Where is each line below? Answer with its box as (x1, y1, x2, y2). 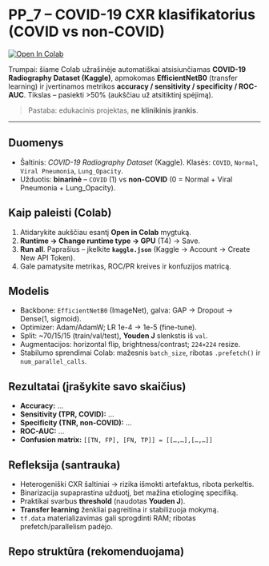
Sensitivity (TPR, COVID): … (19, 409, 114, 419)
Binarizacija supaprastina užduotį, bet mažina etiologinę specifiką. (19, 488, 239, 497)
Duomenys (8, 136, 64, 149)
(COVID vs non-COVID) (8, 22, 166, 41)
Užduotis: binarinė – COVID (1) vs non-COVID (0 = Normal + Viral (19, 174, 233, 184)
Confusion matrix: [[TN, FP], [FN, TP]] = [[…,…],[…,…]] (19, 435, 214, 444)
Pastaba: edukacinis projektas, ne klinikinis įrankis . (27, 106, 199, 115)
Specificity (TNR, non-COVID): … (19, 418, 132, 428)
